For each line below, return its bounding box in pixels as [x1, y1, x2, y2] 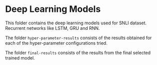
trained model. [5, 55, 35, 61]
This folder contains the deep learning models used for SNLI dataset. [5, 20, 147, 26]
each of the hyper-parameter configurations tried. [5, 40, 108, 46]
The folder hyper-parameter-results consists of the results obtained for [5, 35, 152, 41]
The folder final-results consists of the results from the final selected [5, 50, 151, 56]
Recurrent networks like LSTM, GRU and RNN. [5, 25, 100, 31]
